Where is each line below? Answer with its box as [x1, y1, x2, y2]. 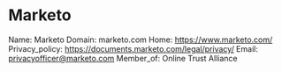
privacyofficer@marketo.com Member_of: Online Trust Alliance [8, 53, 238, 63]
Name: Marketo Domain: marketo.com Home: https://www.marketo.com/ [8, 34, 273, 45]
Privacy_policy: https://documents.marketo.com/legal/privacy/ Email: [8, 43, 258, 54]
